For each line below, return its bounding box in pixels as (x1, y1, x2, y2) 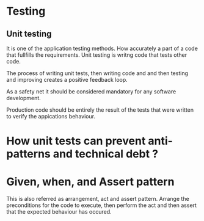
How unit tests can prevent (6, 134, 146, 148)
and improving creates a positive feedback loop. (6, 76, 128, 83)
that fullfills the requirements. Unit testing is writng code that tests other (6, 51, 188, 59)
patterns (6, 147, 51, 161)
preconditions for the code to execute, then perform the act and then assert (6, 201, 197, 209)
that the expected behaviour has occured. (6, 208, 112, 216)
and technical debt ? (53, 147, 159, 161)
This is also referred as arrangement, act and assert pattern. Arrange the (6, 195, 189, 203)
